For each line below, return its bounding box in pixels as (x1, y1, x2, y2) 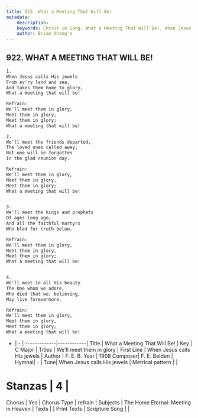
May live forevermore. (6, 296, 62, 302)
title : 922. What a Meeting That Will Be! (6, 8, 112, 15)
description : (17, 20, 49, 25)
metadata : (6, 14, 31, 20)
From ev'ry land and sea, (6, 79, 70, 85)
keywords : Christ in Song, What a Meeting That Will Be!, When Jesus (17, 25, 192, 31)
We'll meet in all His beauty (6, 280, 81, 286)
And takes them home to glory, (6, 85, 83, 90)
